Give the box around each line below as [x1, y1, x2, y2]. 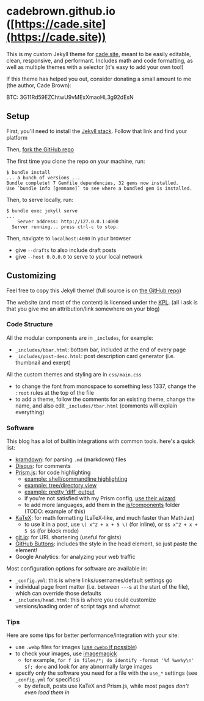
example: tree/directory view [24, 482, 97, 489]
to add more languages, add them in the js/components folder [24, 501, 180, 509]
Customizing [6, 270, 56, 281]
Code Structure [6, 320, 53, 329]
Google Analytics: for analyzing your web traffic [15, 553, 136, 561]
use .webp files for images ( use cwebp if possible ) [15, 644, 137, 651]
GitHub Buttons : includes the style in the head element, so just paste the [15, 540, 197, 547]
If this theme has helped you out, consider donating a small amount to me [6, 75, 191, 82]
